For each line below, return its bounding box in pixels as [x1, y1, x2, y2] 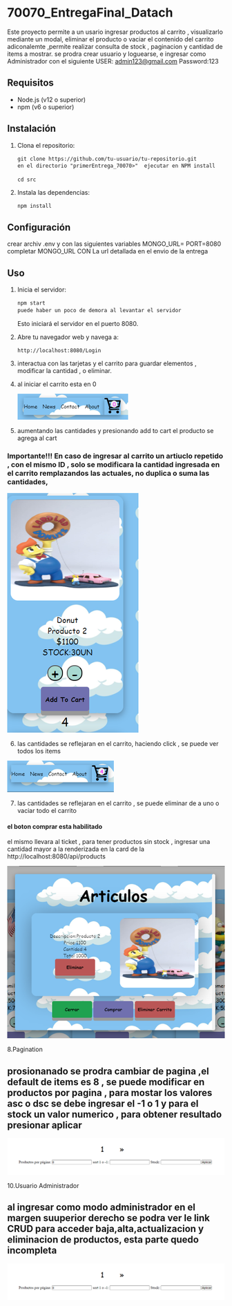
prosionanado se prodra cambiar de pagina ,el [7, 1065, 209, 1077]
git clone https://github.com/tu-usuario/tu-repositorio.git [17, 155, 197, 162]
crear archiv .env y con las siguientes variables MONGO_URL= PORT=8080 [7, 240, 222, 248]
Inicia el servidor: [17, 285, 67, 294]
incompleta [7, 1245, 57, 1256]
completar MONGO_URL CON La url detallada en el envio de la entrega [7, 247, 209, 256]
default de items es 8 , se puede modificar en [7, 1076, 205, 1088]
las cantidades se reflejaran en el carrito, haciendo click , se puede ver [17, 740, 219, 748]
